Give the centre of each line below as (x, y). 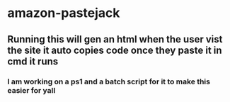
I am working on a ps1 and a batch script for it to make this (109, 81)
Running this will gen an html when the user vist (115, 39)
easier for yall (31, 90)
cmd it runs (33, 61)
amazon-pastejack (64, 13)
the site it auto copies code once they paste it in (115, 50)
